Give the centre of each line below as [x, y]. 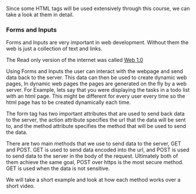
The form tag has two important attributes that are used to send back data [95, 114]
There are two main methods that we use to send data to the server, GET [94, 144]
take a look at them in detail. [40, 15]
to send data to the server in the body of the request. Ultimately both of [92, 156]
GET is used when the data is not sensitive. [58, 168]
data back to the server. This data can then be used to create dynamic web [97, 78]
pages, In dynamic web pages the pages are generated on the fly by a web [97, 84]
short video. [20, 186]
